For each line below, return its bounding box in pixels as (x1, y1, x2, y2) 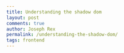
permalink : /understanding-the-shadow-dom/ (6, 32, 119, 38)
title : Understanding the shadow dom (6, 9, 102, 15)
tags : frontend (6, 37, 45, 43)
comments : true (6, 20, 45, 26)
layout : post (6, 15, 40, 21)
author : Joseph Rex (6, 26, 56, 32)
